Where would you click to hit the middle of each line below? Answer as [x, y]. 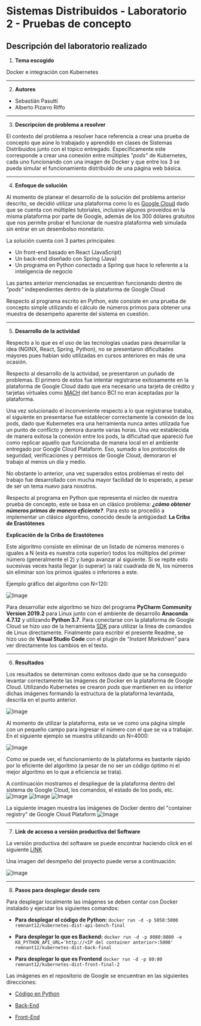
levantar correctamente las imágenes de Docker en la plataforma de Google [100, 681]
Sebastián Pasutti [36, 101]
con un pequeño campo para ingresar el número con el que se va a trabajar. [100, 729]
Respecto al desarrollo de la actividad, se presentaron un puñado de [90, 373]
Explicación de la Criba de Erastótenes [55, 535]
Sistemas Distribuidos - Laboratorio [97, 11]
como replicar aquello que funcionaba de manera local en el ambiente [92, 442]
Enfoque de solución [41, 185]
